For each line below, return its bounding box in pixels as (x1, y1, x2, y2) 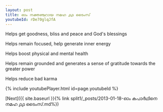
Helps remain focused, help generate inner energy (5, 41, 111, 47)
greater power (5, 66, 35, 72)
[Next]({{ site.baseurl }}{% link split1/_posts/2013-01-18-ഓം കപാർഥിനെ (5, 95, 158, 102)
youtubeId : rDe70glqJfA (5, 17, 56, 22)
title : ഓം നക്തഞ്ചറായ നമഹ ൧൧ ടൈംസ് (5, 12, 91, 17)
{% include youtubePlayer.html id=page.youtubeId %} (5, 86, 119, 92)
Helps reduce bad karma (5, 76, 58, 82)
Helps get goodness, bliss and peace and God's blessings (5, 31, 127, 37)
